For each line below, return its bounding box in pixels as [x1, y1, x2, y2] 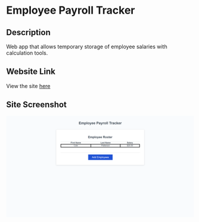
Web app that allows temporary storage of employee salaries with [6, 43, 168, 50]
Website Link [6, 67, 55, 77]
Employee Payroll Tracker [6, 4, 135, 17]
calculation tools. [6, 49, 48, 57]
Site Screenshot [6, 99, 67, 110]
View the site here [6, 82, 51, 89]
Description [6, 27, 51, 37]
